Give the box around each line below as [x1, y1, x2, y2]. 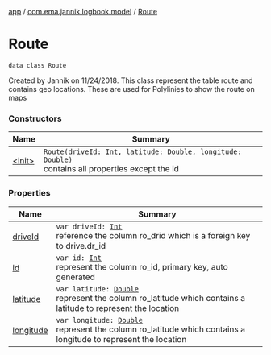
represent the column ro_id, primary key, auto [56, 261, 228, 272]
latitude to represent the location [56, 302, 180, 313]
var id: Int [56, 253, 102, 262]
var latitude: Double [56, 284, 140, 293]
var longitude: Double [56, 316, 144, 324]
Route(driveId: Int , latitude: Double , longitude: [43, 147, 242, 156]
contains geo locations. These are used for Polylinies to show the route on [8, 84, 256, 93]
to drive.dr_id [56, 240, 106, 251]
